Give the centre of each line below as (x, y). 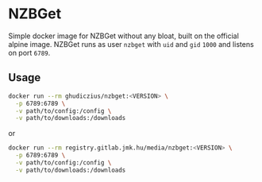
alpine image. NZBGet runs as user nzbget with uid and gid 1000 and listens (131, 44)
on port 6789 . (29, 52)
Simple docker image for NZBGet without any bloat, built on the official (124, 36)
